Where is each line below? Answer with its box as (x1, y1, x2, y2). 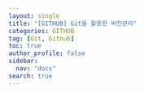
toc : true (8, 42, 42, 50)
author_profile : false (8, 49, 86, 57)
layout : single (8, 11, 60, 20)
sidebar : (8, 57, 38, 66)
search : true (8, 72, 53, 80)
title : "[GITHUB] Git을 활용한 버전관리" (8, 19, 138, 27)
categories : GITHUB (8, 27, 75, 35)
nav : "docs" (15, 65, 57, 73)
